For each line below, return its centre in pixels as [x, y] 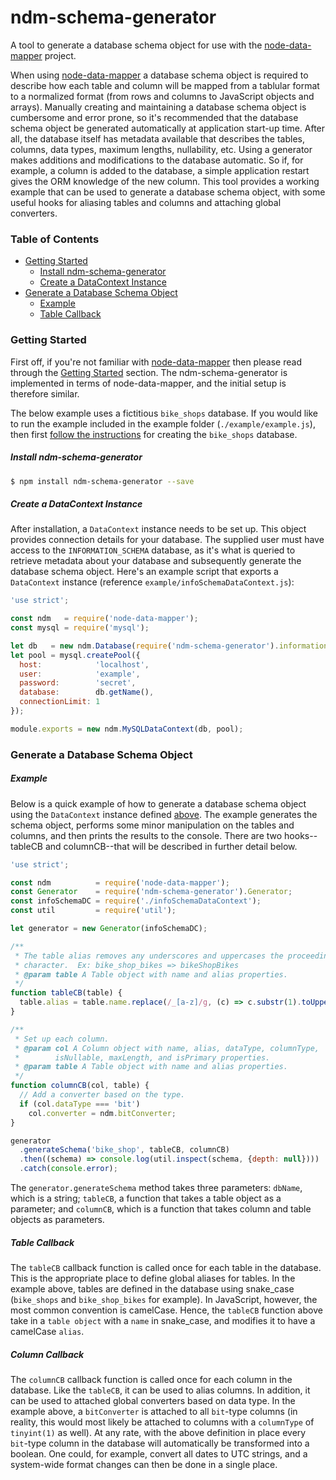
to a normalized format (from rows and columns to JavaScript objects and [162, 96]
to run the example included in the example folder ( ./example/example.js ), [163, 423]
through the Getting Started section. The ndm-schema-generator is [149, 372]
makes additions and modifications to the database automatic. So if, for [157, 160]
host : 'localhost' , [84, 664]
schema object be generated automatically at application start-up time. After [168, 128]
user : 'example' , [80, 674]
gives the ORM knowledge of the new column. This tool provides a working [165, 181]
